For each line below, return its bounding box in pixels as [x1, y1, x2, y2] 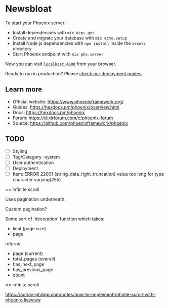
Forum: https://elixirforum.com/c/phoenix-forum [12, 115, 113, 121]
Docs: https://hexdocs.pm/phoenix [12, 109, 85, 115]
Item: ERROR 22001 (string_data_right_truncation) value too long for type [12, 171, 164, 177]
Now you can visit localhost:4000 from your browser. [5, 61, 116, 67]
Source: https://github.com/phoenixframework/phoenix [12, 120, 128, 126]
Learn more [5, 85, 43, 94]
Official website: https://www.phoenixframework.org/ [12, 98, 124, 105]
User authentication [12, 160, 54, 166]
